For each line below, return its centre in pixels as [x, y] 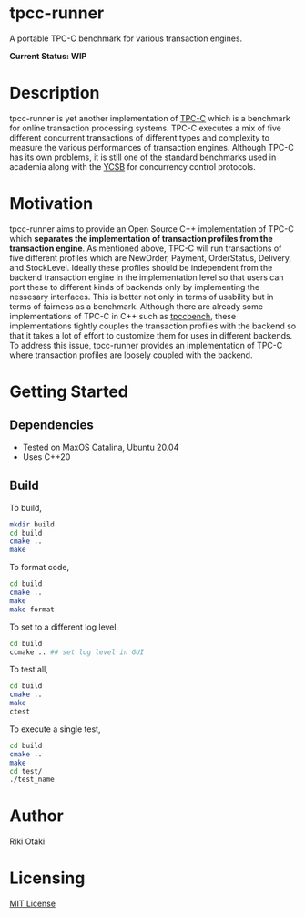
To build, [26, 507]
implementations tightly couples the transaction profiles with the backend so [153, 326]
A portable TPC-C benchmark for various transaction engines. [126, 38]
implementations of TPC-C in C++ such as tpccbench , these [123, 316]
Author [36, 816]
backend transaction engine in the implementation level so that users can [147, 277]
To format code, [40, 568]
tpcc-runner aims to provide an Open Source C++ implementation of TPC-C [152, 229]
